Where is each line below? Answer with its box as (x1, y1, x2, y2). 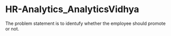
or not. (5, 25, 19, 31)
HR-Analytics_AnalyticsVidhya (5, 4, 139, 15)
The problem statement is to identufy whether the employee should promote (5, 20, 166, 26)
